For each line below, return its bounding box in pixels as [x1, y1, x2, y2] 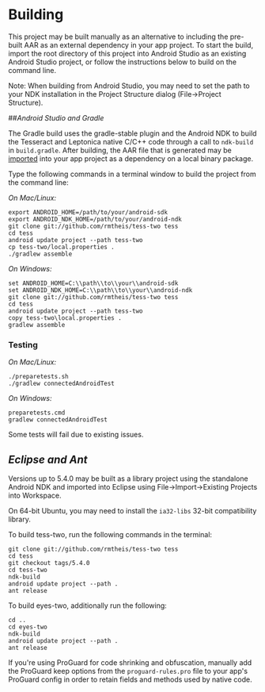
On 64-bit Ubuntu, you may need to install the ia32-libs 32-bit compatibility [8, 506, 257, 516]
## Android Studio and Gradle [8, 113, 104, 122]
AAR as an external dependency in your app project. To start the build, [24, 40, 254, 49]
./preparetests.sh [8, 373, 69, 381]
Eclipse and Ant [8, 452, 88, 466]
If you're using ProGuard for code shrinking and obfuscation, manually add [8, 658, 252, 667]
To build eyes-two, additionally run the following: [8, 601, 168, 610]
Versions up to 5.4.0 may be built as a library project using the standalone [8, 474, 248, 483]
